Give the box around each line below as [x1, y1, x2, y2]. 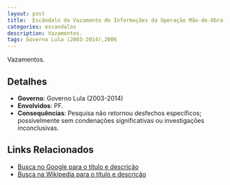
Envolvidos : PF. [17, 101, 64, 110]
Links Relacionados [7, 144, 94, 156]
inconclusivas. [17, 124, 59, 132]
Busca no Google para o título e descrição [17, 162, 139, 171]
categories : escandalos [7, 23, 77, 30]
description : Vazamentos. [7, 29, 82, 37]
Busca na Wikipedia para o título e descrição [17, 170, 147, 178]
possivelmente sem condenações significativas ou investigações [17, 116, 205, 124]
